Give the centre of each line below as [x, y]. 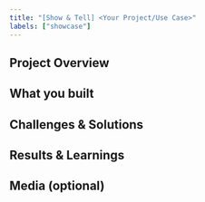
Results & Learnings [67, 155]
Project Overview [59, 63]
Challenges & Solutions [76, 125]
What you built [52, 94]
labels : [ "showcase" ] [50, 26]
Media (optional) [57, 186]
